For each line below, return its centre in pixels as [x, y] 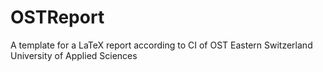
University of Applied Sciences [74, 55]
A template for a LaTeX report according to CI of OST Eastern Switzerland [161, 45]
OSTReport [57, 17]
